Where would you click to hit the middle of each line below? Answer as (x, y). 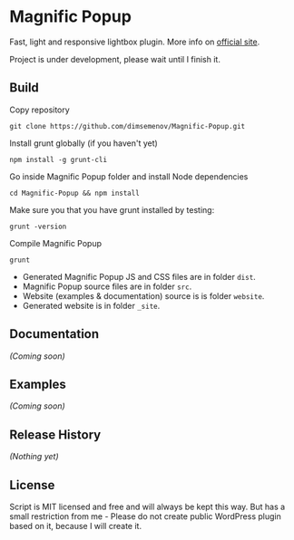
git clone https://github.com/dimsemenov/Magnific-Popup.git (127, 126)
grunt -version (38, 227)
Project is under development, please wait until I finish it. (115, 59)
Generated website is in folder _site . (91, 305)
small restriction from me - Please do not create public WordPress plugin (145, 516)
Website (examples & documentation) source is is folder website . (143, 295)
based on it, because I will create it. (76, 526)
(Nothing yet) (34, 457)
